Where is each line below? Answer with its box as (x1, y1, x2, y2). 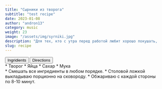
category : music (5, 25, 38, 30)
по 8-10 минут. (5, 78, 36, 84)
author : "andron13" (5, 20, 45, 26)
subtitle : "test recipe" (5, 12, 55, 17)
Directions (32, 57, 51, 63)
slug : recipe (5, 43, 32, 48)
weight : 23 (5, 30, 27, 35)
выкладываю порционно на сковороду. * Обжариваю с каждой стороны (5, 73, 156, 79)
